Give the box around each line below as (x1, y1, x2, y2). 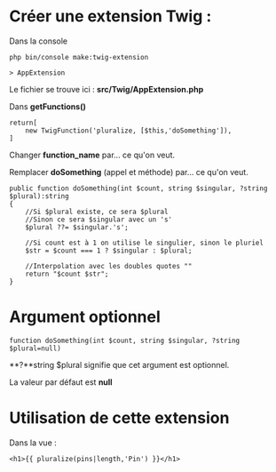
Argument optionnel (9, 307, 162, 327)
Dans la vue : (9, 437, 58, 448)
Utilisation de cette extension (9, 408, 230, 428)
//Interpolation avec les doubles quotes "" (25, 261, 193, 270)
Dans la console (9, 36, 68, 46)
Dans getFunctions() (9, 100, 86, 112)
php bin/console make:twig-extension (9, 52, 149, 61)
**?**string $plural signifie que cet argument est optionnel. (9, 359, 230, 370)
